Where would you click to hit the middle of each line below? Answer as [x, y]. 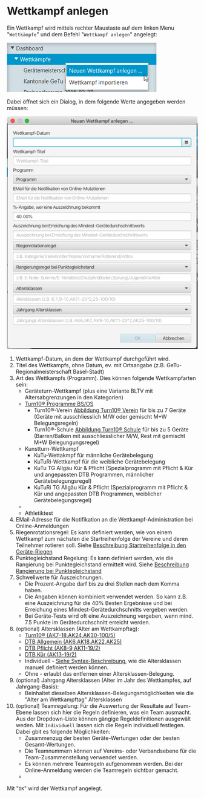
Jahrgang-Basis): [37, 687]
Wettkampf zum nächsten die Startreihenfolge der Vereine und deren [102, 539]
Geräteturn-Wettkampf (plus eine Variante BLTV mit [89, 391]
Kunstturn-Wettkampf [52, 449]
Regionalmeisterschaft [44, 372]
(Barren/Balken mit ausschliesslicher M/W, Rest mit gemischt [109, 436]
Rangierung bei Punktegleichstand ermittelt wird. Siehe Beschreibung [102, 564]
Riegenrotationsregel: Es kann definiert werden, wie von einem [94, 532]
